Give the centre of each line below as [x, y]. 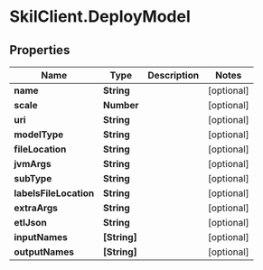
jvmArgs [33, 164]
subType [33, 178]
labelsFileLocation [54, 193]
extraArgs [36, 208]
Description [174, 75]
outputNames [44, 252]
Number [121, 105]
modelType [39, 135]
